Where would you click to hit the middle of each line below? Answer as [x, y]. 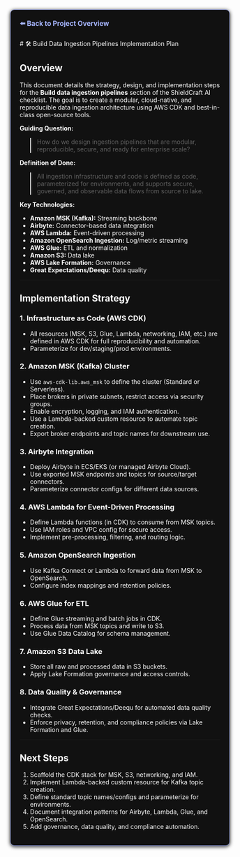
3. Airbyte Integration [57, 452]
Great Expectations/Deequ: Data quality [88, 270]
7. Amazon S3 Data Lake [61, 651]
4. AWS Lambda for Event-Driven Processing [97, 507]
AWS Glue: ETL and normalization [79, 248]
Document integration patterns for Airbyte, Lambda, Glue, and [119, 812]
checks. [41, 715]
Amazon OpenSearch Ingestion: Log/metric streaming [109, 240]
